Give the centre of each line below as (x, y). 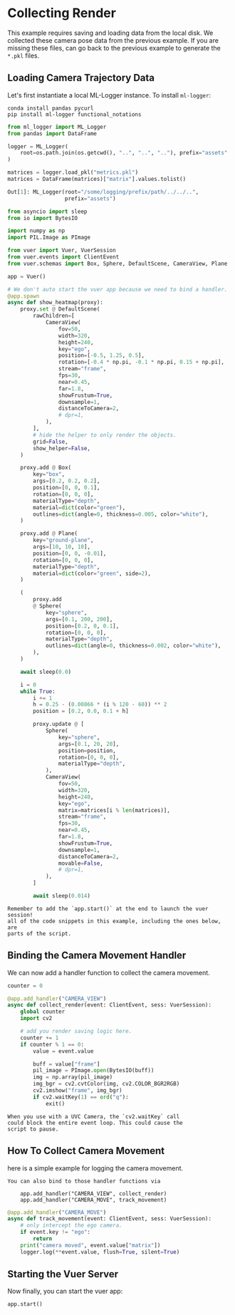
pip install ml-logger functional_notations (74, 114)
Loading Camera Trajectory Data (81, 78)
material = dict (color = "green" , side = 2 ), (92, 573)
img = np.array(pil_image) (73, 1077)
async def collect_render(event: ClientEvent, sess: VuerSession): (110, 1005)
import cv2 (36, 1019)
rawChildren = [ (54, 316)
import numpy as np (36, 231)
